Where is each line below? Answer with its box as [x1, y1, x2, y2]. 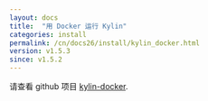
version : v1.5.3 [9, 47, 71, 56]
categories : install [9, 30, 88, 39]
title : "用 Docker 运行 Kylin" [9, 22, 128, 31]
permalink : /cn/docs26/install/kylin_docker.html [9, 38, 201, 48]
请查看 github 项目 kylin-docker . [9, 81, 128, 91]
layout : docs [9, 13, 59, 23]
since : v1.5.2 [9, 55, 63, 64]
